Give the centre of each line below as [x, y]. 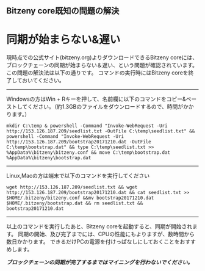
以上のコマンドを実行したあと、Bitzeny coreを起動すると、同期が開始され [99, 226]
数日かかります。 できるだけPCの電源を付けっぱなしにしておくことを [93, 242]
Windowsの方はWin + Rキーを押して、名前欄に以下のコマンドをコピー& [96, 99]
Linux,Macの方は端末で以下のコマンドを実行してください [78, 176]
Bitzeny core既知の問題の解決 [63, 11]
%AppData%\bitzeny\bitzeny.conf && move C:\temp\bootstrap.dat [88, 153]
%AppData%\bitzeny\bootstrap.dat [49, 158]
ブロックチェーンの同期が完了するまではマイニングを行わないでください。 [100, 262]
